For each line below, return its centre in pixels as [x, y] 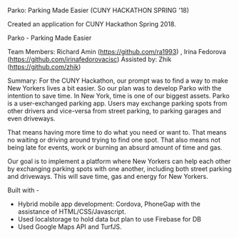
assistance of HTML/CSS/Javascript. [72, 212]
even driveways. [31, 118]
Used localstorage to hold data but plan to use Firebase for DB [110, 219]
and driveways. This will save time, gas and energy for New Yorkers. [108, 176]
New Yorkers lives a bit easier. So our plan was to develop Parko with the [115, 88]
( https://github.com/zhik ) [44, 67]
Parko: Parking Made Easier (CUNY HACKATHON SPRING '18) [98, 10]
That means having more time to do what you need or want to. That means [117, 132]
